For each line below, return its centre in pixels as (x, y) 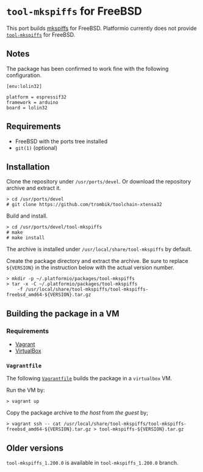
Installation (28, 167)
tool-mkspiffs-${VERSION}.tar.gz (141, 429)
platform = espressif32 (37, 97)
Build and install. (27, 216)
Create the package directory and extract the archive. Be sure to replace (97, 261)
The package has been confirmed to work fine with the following (87, 68)
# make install (26, 238)
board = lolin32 (27, 108)
